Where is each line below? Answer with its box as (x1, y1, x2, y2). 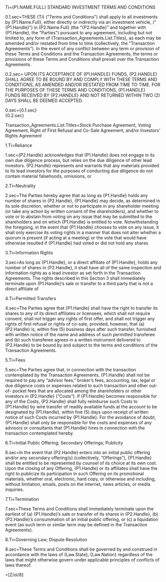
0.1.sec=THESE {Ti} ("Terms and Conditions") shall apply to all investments (5, 14, 158, 19)
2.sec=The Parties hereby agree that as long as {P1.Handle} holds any (5, 193, 148, 198)
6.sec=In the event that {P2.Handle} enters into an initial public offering (5, 450, 150, 455)
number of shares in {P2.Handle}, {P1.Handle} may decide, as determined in (5, 198, 160, 204)
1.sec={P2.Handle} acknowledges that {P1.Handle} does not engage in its (5, 152, 155, 158)
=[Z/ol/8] (5, 572, 24, 578)
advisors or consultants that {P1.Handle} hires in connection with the (5, 425, 145, 431)
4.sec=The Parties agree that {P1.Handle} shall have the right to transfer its (5, 305, 158, 311)
